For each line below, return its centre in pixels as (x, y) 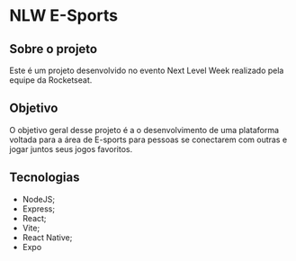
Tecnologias (45, 178)
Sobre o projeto (53, 49)
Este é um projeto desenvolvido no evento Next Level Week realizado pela (147, 70)
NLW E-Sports (64, 16)
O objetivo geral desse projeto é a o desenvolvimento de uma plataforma (144, 130)
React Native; (47, 237)
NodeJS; (39, 199)
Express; (39, 209)
